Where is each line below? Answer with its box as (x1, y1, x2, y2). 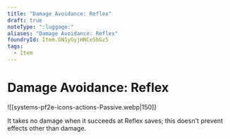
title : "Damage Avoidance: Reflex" (7, 10, 112, 18)
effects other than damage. (7, 124, 87, 132)
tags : (7, 43, 23, 50)
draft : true (7, 17, 42, 24)
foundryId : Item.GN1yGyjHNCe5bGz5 (7, 37, 109, 44)
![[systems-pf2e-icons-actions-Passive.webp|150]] (7, 102, 157, 111)
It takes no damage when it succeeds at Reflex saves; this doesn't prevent (7, 117, 224, 125)
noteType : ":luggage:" (7, 23, 74, 30)
